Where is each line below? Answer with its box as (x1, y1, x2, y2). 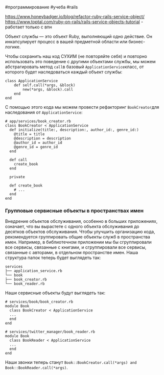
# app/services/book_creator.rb (5, 119, 71, 124)
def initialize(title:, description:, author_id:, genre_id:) (9, 127, 139, 132)
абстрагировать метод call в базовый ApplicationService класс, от (5, 64, 144, 70)
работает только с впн (5, 24, 52, 30)
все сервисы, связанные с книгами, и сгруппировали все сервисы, (5, 244, 147, 250)
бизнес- (128, 39, 145, 45)
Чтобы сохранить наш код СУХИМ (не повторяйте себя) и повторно (5, 53, 147, 59)
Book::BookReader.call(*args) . (5, 365, 68, 371)
